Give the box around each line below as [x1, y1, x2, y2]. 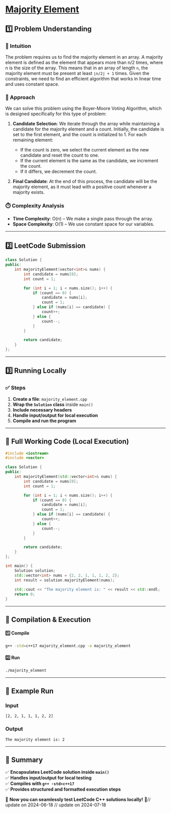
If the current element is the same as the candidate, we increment [20, 158, 159, 164]
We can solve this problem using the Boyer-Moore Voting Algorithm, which [5, 106, 162, 112]
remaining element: [12, 137, 53, 143]
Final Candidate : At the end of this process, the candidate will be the [12, 179, 158, 185]
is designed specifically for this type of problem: [5, 111, 107, 117]
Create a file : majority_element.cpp [12, 396, 88, 402]
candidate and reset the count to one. [20, 152, 99, 159]
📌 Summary [5, 755, 43, 764]
